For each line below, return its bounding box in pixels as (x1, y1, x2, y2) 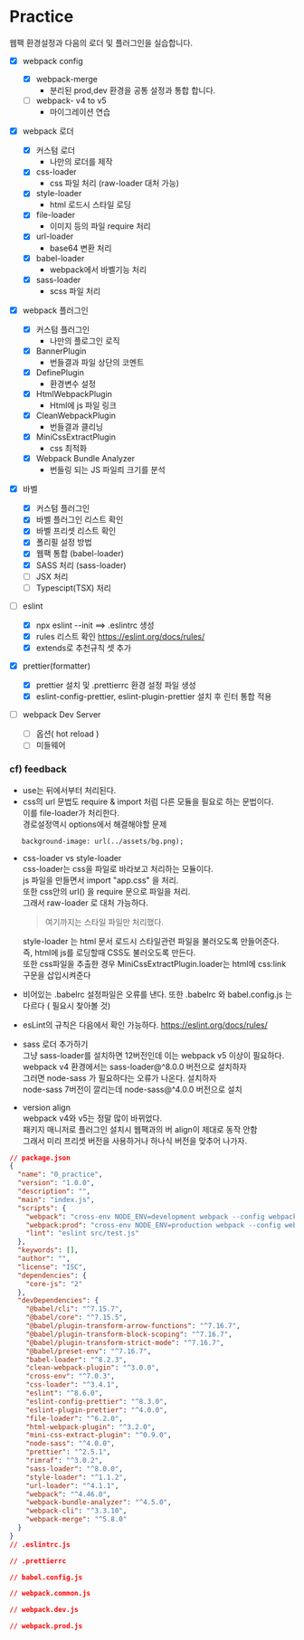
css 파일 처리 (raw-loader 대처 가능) (49, 178, 179, 189)
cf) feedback (9, 763, 68, 775)
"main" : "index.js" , (17, 1195, 95, 1204)
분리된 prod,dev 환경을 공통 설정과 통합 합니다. (49, 85, 216, 96)
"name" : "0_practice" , (17, 1170, 103, 1180)
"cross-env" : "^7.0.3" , (25, 1372, 116, 1381)
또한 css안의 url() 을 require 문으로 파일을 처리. (22, 886, 191, 896)
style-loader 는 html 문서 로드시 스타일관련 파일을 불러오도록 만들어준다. (22, 935, 280, 946)
